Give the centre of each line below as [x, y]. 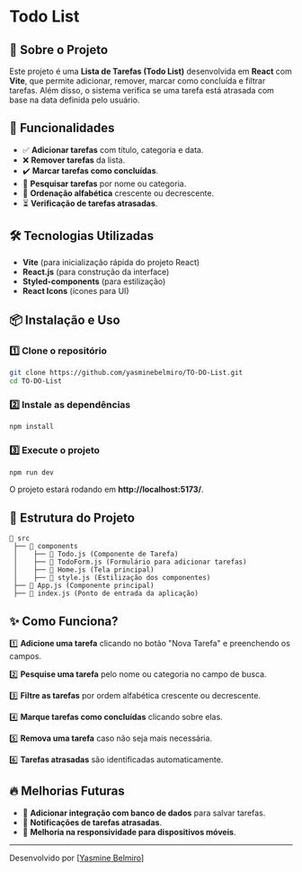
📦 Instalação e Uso [65, 320]
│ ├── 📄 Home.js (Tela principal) [84, 570]
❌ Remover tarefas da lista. [74, 160]
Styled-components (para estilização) [94, 281]
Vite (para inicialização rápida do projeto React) [111, 262]
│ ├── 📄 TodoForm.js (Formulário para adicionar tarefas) [130, 562]
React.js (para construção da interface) [96, 271]
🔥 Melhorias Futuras [67, 792]
